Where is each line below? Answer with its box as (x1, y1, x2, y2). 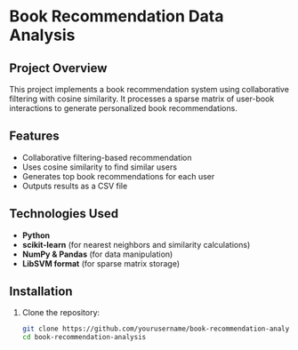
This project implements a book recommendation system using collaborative (9, 84, 289, 94)
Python (21, 229, 51, 241)
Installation (9, 284, 73, 299)
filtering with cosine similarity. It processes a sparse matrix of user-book (9, 93, 275, 104)
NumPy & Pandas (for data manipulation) (21, 249, 173, 259)
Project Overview (9, 60, 108, 76)
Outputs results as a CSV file (21, 180, 128, 191)
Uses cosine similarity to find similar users (21, 162, 178, 172)
